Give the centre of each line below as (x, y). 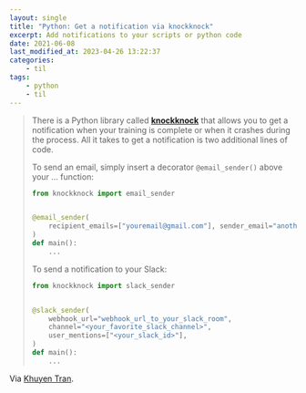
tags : (20, 78)
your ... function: (62, 176)
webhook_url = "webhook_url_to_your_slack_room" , (140, 319)
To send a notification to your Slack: (99, 269)
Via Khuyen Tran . (42, 378)
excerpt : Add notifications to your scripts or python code (126, 35)
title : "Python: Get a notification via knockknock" (112, 26)
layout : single (38, 18)
